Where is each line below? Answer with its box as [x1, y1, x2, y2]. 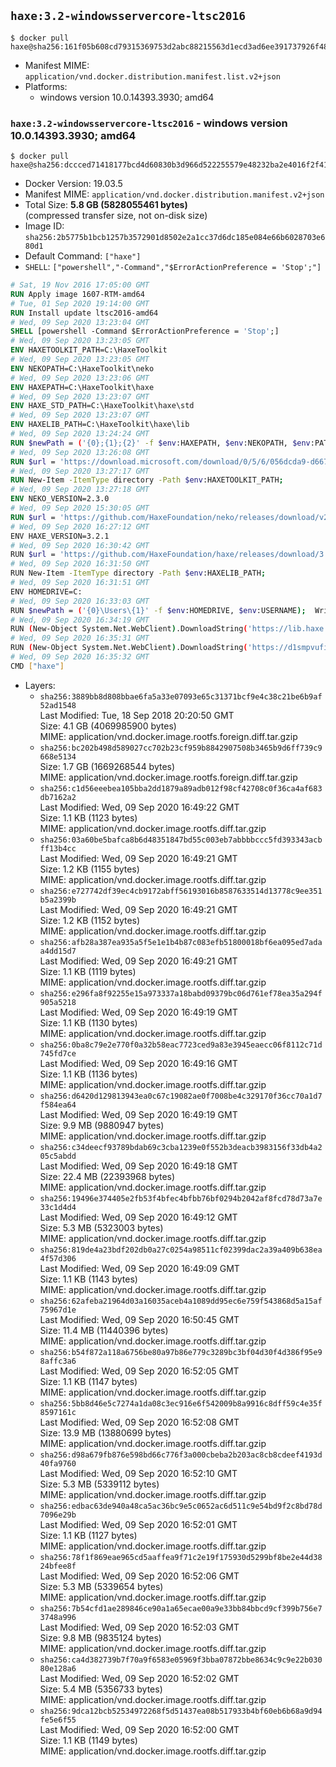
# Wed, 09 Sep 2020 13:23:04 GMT [10, 317, 150, 327]
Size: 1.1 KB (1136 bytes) [39, 1068, 138, 1080]
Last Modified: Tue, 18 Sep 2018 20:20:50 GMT [39, 709, 235, 721]
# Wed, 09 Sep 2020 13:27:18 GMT [10, 485, 150, 495]
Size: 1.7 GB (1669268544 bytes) [39, 760, 176, 772]
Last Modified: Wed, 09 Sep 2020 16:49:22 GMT [39, 801, 240, 813]
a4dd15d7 [39, 946, 77, 956]
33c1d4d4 [39, 1202, 77, 1212]
